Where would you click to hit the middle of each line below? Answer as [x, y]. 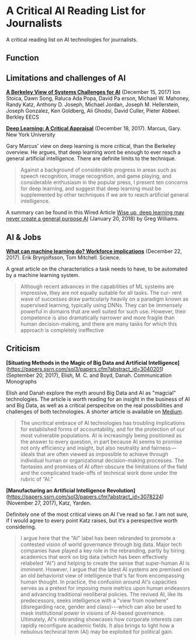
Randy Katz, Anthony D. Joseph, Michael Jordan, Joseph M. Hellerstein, [93, 104]
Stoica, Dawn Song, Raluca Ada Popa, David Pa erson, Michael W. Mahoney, [98, 99]
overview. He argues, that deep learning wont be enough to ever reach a [93, 152]
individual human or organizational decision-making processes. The [102, 460]
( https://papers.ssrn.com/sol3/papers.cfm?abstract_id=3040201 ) [85, 369]
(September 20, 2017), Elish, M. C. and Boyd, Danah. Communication [89, 375]
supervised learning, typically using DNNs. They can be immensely [101, 305]
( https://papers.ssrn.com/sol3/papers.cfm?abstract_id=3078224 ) [85, 497]
